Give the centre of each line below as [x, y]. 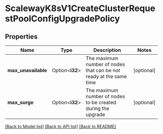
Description [107, 50]
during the [98, 108]
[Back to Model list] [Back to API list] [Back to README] [61, 127]
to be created [101, 102]
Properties [21, 37]
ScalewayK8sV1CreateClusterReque [80, 8]
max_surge [21, 102]
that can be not [103, 70]
